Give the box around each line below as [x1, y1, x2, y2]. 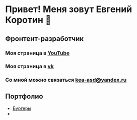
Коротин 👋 [5, 14, 51, 26]
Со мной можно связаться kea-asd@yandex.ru [5, 77, 127, 84]
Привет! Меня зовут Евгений [5, 4, 132, 15]
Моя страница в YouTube [5, 49, 70, 56]
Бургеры [12, 105, 32, 111]
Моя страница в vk [5, 63, 54, 70]
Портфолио [5, 92, 43, 100]
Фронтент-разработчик [5, 34, 84, 43]
